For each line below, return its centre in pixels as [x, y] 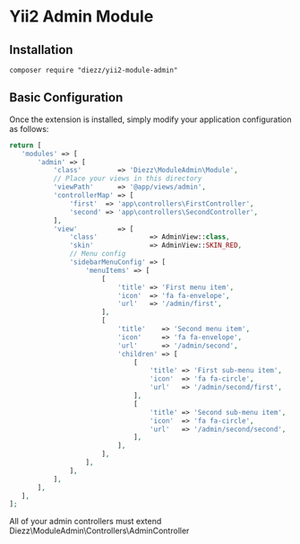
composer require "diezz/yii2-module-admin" [94, 70]
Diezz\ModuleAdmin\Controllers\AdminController [99, 531]
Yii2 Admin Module [81, 17]
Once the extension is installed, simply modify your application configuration [151, 119]
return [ [26, 145]
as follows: [29, 128]
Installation [41, 50]
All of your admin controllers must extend [86, 522]
